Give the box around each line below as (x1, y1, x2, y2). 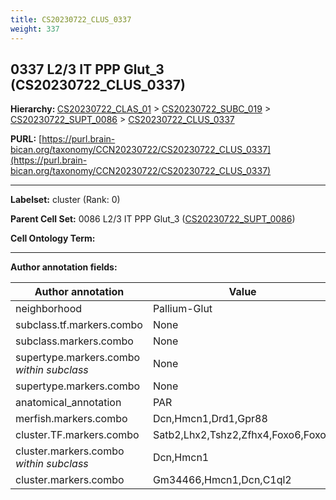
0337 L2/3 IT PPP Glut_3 (10, 61, 165, 78)
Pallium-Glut (152, 302, 213, 316)
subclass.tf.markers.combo (15, 318, 143, 332)
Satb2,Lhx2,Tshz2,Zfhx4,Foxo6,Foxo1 (152, 428, 333, 442)
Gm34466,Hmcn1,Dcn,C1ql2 (152, 473, 292, 487)
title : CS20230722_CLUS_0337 (10, 14, 132, 25)
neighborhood (15, 302, 83, 316)
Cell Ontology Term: (10, 232, 96, 245)
